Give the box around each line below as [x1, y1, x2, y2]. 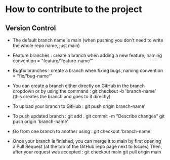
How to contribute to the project [5, 4, 143, 15]
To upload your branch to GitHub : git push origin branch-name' [12, 103, 146, 109]
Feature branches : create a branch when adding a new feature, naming [12, 52, 162, 58]
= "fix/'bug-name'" [12, 73, 52, 79]
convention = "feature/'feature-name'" [12, 58, 94, 64]
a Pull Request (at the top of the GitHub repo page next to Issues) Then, [12, 143, 162, 149]
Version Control [5, 24, 56, 32]
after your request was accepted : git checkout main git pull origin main [12, 149, 161, 155]
